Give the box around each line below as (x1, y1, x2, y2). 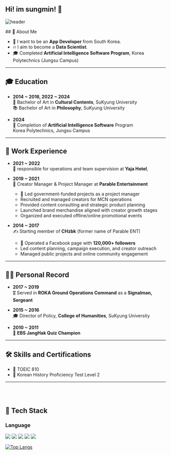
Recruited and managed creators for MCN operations (20, 196, 132, 203)
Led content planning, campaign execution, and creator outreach (20, 245, 157, 251)
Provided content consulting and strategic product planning (20, 202, 146, 208)
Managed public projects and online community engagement (20, 251, 148, 257)
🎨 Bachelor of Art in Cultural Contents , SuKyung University (12, 99, 137, 105)
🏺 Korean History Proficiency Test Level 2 (12, 372, 100, 378)
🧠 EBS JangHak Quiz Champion (12, 330, 80, 336)
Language (5, 422, 31, 429)
